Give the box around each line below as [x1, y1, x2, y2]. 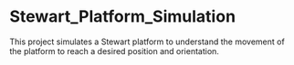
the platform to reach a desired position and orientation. [9, 45, 219, 56]
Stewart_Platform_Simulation [9, 6, 236, 27]
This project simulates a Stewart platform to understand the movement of [9, 36, 285, 47]
